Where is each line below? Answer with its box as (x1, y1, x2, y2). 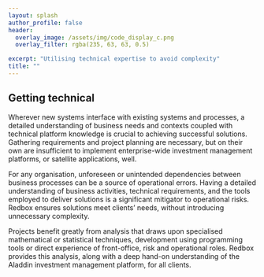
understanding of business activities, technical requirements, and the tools (8, 186, 251, 195)
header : (8, 26, 34, 34)
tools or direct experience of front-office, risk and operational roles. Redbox (8, 243, 255, 253)
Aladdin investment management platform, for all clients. (8, 260, 191, 269)
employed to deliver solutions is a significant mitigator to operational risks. (8, 194, 250, 204)
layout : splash (8, 11, 58, 20)
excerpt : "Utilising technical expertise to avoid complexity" (8, 55, 221, 63)
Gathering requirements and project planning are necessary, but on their (8, 137, 243, 146)
